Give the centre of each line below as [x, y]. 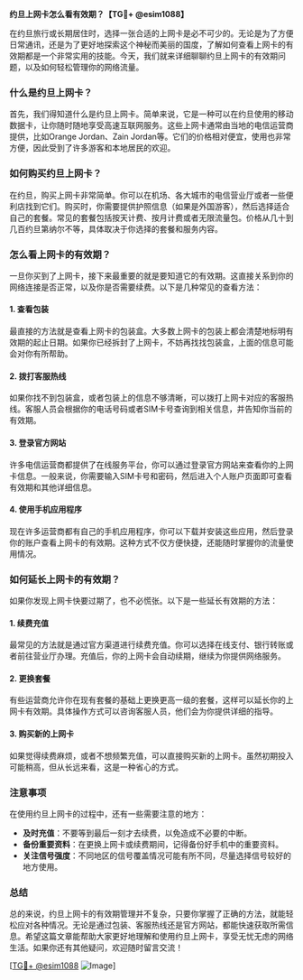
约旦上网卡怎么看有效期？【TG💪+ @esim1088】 [99, 14]
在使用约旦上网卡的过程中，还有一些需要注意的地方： [108, 814]
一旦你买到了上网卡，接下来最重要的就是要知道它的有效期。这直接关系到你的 [151, 275]
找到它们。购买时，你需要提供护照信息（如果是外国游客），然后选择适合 [157, 206]
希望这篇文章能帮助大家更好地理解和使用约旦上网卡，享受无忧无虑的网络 [159, 937]
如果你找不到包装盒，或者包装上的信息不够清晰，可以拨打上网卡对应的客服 [147, 398]
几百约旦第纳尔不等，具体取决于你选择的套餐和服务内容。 [116, 228]
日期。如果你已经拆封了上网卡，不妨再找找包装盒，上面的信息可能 [171, 343]
